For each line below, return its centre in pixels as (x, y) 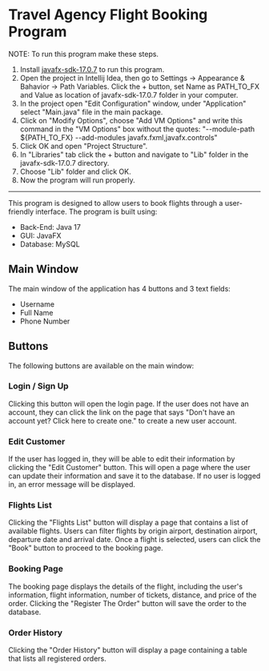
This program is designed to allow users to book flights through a (116, 203)
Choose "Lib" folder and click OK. (75, 171)
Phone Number (45, 321)
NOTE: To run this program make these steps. (83, 54)
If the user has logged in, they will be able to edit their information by (122, 459)
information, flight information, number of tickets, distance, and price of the (132, 595)
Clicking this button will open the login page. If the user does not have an (129, 404)
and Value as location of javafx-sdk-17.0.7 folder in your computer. (129, 94)
